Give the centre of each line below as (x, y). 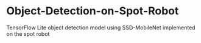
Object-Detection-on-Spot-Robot (93, 11)
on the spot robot (28, 33)
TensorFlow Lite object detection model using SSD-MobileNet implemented (101, 27)
